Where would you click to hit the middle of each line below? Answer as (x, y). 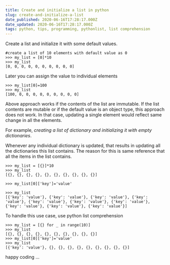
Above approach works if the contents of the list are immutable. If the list (82, 104)
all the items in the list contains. (39, 156)
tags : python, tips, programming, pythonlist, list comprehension (78, 29)
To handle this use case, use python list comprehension (64, 216)
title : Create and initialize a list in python (57, 10)
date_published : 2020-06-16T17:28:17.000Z (51, 19)
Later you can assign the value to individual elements (62, 76)
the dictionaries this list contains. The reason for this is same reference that (85, 151)
